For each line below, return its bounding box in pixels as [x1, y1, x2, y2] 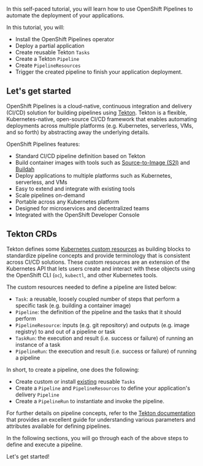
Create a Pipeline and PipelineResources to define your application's [15, 384, 191, 392]
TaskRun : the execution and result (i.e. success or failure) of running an [15, 334, 194, 342]
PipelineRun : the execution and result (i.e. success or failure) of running [15, 347, 197, 355]
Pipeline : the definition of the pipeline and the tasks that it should [15, 308, 182, 315]
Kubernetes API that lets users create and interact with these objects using [6, 264, 195, 272]
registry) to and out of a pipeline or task [15, 328, 116, 335]
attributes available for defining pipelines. [6, 422, 112, 430]
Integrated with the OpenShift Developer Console [15, 211, 140, 218]
